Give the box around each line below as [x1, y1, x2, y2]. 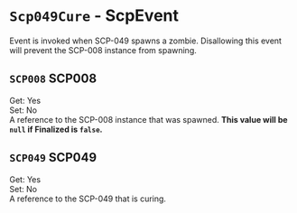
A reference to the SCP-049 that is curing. [9, 193, 167, 204]
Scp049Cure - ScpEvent [9, 5, 179, 26]
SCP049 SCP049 [9, 150, 97, 165]
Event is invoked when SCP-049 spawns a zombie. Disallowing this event [9, 35, 283, 46]
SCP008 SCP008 [9, 71, 97, 87]
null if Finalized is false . [9, 124, 103, 134]
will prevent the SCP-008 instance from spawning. [9, 44, 197, 55]
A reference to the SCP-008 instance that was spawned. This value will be [9, 114, 288, 125]
